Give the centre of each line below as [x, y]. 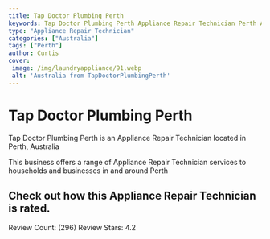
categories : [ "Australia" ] [53, 38]
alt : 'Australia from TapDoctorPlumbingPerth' [91, 76]
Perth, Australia [34, 146]
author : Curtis [34, 53]
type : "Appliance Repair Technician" [72, 31]
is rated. [29, 208]
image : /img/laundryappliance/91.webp [77, 68]
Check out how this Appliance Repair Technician [132, 195]
